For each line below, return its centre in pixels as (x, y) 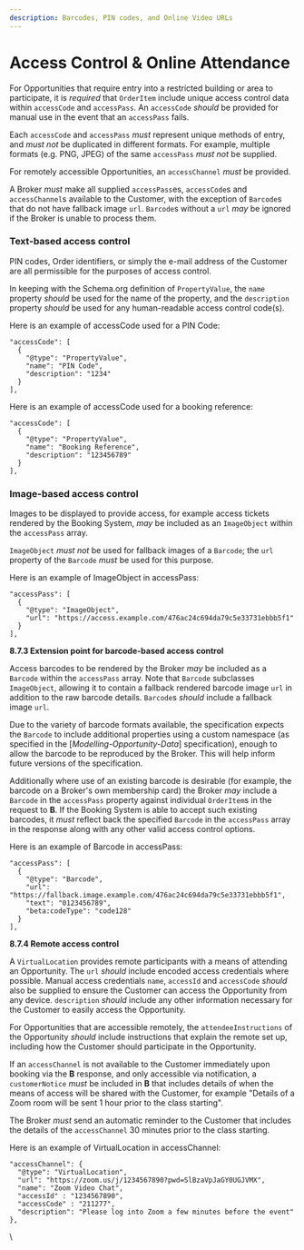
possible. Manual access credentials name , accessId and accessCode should (148, 981)
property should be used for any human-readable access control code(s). (147, 308)
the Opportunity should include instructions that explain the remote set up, (148, 1037)
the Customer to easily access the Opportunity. (98, 1010)
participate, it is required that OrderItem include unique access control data (149, 97)
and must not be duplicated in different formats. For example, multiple (140, 144)
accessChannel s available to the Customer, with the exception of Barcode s (146, 198)
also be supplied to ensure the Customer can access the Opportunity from (148, 990)
